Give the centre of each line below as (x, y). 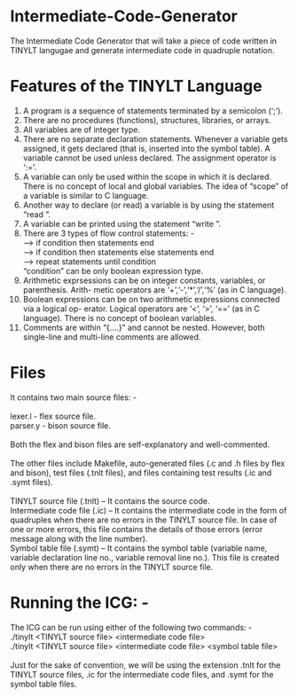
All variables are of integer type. (82, 129)
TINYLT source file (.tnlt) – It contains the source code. (110, 501)
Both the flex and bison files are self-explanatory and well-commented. (140, 444)
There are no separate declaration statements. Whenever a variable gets (155, 138)
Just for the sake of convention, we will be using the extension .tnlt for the (145, 665)
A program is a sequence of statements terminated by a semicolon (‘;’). (153, 110)
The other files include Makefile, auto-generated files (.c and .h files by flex (148, 463)
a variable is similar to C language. (86, 195)
